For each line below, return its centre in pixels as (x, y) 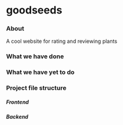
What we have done (35, 56)
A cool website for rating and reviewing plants (62, 41)
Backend (17, 117)
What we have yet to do (40, 72)
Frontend (18, 102)
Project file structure (36, 88)
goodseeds (34, 10)
